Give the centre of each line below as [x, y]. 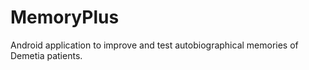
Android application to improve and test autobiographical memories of [154, 45]
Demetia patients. [46, 55]
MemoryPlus [65, 17]
